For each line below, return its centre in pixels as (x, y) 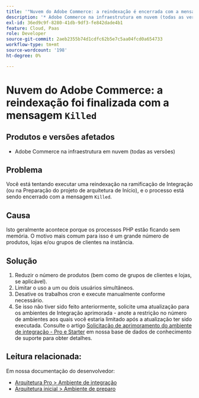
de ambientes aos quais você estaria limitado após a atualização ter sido (103, 319)
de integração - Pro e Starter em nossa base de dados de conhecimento (103, 332)
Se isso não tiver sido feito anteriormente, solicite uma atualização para (102, 307)
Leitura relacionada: (44, 357)
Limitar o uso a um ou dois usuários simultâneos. (74, 288)
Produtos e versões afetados (61, 137)
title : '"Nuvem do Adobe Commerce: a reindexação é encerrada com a (92, 12)
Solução (22, 261)
